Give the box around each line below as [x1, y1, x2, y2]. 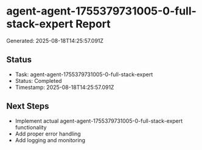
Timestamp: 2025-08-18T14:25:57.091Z [15, 83, 114, 91]
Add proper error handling [15, 130, 81, 137]
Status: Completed [15, 77, 62, 84]
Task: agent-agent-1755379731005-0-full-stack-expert [15, 71, 153, 78]
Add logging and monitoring [15, 136, 86, 143]
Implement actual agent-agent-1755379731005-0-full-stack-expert [15, 117, 183, 125]
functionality [15, 123, 47, 131]
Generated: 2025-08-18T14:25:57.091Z [6, 37, 104, 44]
